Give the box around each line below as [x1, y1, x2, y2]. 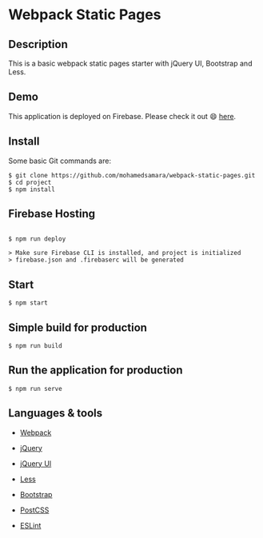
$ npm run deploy [8, 235, 66, 243]
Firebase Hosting [8, 207, 96, 221]
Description [8, 38, 68, 51]
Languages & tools [8, 406, 102, 420]
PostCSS [19, 505, 50, 515]
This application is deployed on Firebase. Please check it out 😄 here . [8, 111, 237, 121]
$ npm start [8, 299, 48, 307]
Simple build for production [8, 321, 148, 334]
